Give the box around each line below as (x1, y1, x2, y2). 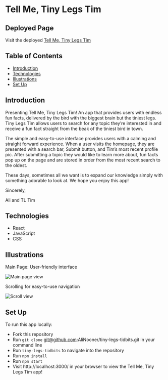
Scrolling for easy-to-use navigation (5, 283, 80, 289)
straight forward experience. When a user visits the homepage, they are (5, 141, 155, 147)
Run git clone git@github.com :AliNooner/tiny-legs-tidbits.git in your (12, 336, 155, 343)
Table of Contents (5, 52, 63, 60)
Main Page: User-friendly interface (5, 264, 77, 270)
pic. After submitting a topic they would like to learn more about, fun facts (5, 151, 158, 157)
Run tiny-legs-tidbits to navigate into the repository (12, 348, 125, 354)
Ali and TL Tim (5, 197, 35, 203)
